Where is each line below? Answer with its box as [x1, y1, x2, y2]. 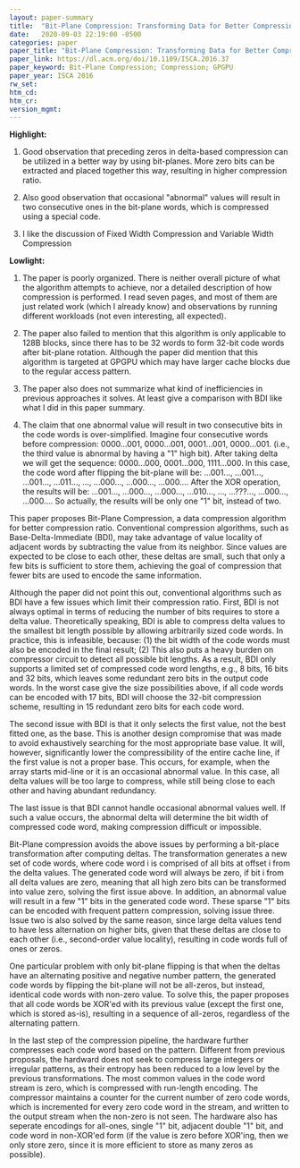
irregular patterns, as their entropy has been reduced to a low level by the [9, 1063, 279, 1074]
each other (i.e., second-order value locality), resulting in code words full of [9, 934, 288, 944]
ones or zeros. [9, 944, 62, 954]
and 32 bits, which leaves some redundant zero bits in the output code [9, 673, 270, 684]
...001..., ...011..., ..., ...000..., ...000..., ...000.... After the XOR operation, [21, 477, 281, 487]
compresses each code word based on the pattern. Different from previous [9, 1045, 286, 1055]
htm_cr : [9, 96, 38, 106]
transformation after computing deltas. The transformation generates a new [9, 849, 287, 859]
